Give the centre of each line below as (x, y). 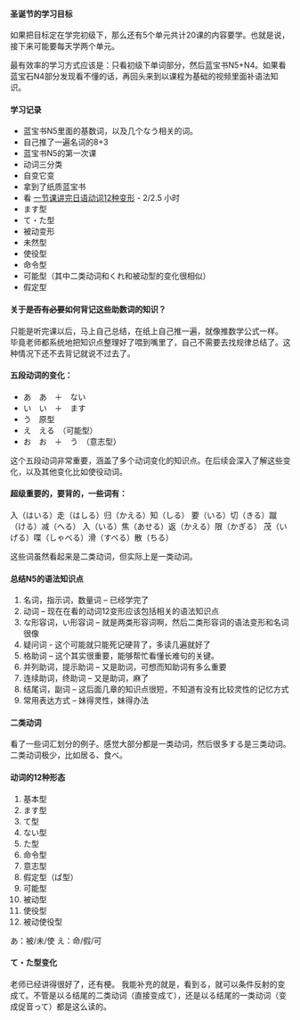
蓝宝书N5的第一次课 (60, 153)
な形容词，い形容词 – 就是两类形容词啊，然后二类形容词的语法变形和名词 (156, 622)
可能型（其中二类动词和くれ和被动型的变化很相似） (117, 276)
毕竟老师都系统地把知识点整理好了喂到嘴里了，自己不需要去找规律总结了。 (146, 342)
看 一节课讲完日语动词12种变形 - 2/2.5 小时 (101, 198)
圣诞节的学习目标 (41, 13)
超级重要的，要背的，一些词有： (69, 493)
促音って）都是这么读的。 (65, 1006)
